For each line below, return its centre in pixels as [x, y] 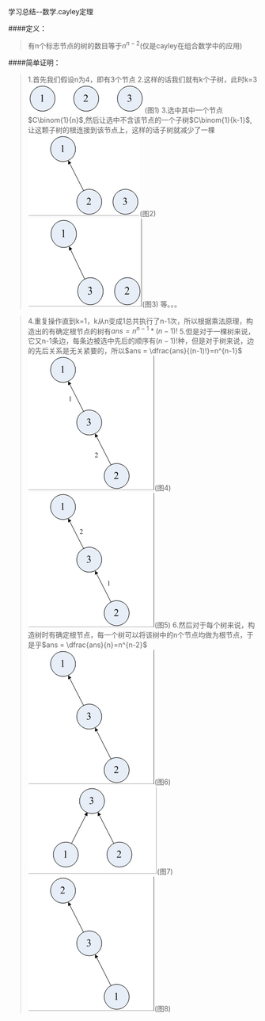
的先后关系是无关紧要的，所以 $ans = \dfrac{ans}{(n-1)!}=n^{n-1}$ [135, 351]
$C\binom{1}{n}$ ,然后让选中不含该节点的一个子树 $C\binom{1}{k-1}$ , [140, 120]
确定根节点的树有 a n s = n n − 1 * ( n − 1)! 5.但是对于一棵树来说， [155, 330]
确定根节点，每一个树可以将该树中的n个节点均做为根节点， [151, 635]
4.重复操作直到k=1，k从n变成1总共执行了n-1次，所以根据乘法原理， [137, 321]
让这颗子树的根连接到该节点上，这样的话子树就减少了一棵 [121, 130]
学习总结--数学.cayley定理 [51, 11]
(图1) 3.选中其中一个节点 [184, 110]
